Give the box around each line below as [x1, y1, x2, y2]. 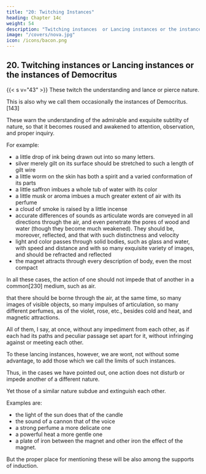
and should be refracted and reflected [15, 251, 112, 258]
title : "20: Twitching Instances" [6, 9, 95, 15]
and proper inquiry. [6, 129, 55, 137]
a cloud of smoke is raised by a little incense [15, 205, 128, 212]
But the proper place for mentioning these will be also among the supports [6, 455, 194, 463]
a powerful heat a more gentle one [15, 430, 103, 438]
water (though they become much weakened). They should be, [15, 224, 175, 232]
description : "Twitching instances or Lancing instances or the [6, 26, 177, 32]
